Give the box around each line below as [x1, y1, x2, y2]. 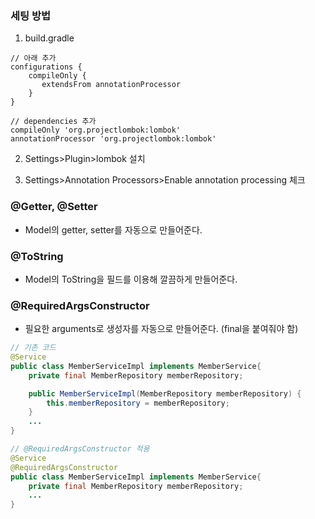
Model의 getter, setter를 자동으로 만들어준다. [24, 223, 203, 236]
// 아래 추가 [10, 53, 57, 64]
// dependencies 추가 [10, 117, 97, 127]
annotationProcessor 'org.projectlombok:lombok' [10, 134, 217, 144]
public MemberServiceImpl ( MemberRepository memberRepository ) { [28, 388, 302, 399]
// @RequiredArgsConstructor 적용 [10, 444, 150, 454]
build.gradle [24, 32, 75, 44]
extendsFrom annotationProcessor [41, 80, 182, 90]
